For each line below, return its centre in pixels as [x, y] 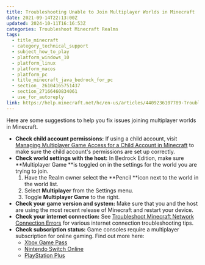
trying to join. [32, 171]
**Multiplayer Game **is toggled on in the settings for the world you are [106, 164]
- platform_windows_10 [41, 57]
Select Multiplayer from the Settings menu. [79, 191]
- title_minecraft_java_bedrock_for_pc [63, 80]
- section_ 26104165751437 [46, 86]
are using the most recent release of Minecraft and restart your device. [104, 210]
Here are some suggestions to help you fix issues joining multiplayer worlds [101, 120]
